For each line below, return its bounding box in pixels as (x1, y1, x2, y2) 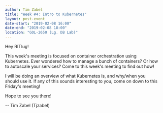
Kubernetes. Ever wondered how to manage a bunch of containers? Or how (5, 58, 159, 64)
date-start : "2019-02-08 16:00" (5, 21, 71, 26)
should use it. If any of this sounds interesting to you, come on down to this (5, 78, 158, 84)
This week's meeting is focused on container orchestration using (5, 53, 137, 59)
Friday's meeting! (5, 84, 40, 89)
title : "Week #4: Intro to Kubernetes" (5, 12, 87, 17)
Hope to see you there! (5, 93, 52, 99)
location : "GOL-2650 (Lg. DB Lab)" (5, 30, 78, 35)
